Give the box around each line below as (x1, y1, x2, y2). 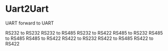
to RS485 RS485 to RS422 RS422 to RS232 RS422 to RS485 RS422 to (5, 35, 154, 41)
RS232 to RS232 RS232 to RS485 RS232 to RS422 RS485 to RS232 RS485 (5, 30, 163, 36)
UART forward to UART (5, 20, 54, 26)
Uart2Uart (5, 3, 49, 15)
